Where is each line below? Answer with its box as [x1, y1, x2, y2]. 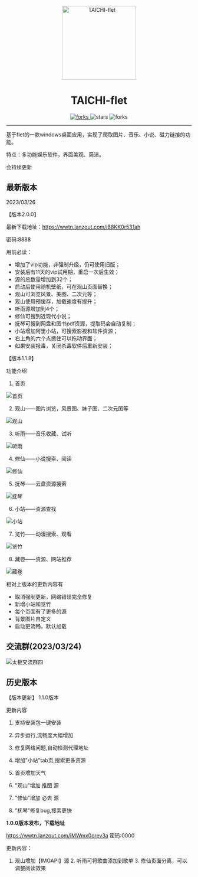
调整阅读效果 [14, 865, 46, 872]
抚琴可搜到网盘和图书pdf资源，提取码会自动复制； [14, 319, 137, 327]
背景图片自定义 [14, 615, 51, 622]
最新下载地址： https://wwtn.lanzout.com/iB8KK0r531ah [6, 223, 141, 230]
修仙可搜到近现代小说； [14, 312, 72, 319]
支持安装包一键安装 [14, 719, 62, 726]
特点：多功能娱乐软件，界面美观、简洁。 [6, 151, 104, 158]
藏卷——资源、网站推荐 [14, 555, 72, 562]
